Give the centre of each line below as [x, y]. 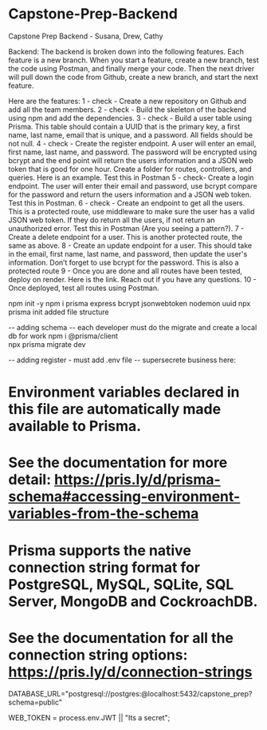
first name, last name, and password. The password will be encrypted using [133, 152]
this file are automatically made [115, 409]
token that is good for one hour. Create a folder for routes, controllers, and [130, 169]
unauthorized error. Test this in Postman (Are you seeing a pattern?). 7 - [126, 228]
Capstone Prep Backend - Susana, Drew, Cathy [86, 36]
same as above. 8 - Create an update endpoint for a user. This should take [130, 245]
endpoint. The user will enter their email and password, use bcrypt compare [133, 185]
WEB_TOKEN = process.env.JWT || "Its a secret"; [89, 718]
